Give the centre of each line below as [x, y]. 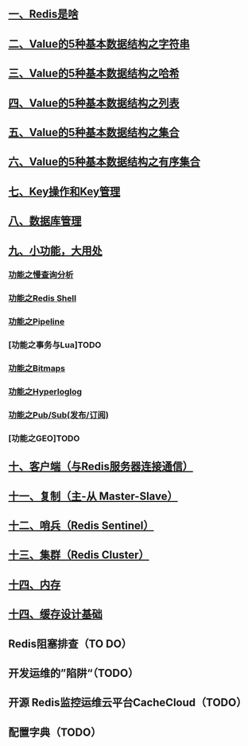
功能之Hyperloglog [45, 392]
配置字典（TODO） [55, 732]
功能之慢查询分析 [41, 275]
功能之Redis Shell [43, 298]
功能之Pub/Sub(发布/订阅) [58, 414]
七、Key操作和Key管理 [64, 191]
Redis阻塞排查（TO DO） [70, 644]
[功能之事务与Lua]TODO [55, 345]
